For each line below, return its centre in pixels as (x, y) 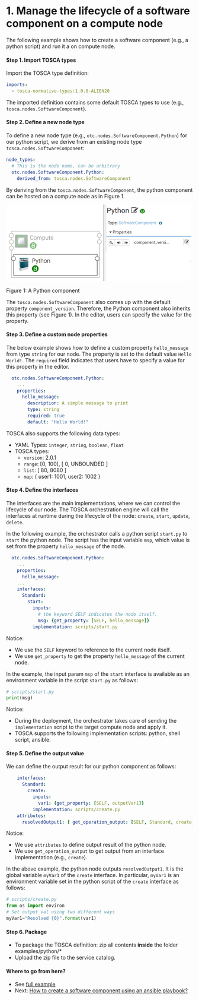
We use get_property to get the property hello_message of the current (99, 656)
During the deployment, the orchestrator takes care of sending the (96, 721)
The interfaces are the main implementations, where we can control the (93, 503)
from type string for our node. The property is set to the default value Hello (99, 354)
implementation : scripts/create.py (76, 809)
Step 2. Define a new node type (45, 122)
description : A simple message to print (78, 403)
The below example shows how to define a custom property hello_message (97, 347)
